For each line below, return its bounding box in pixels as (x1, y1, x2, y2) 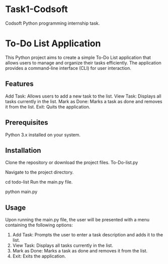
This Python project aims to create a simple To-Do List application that (5, 54, 151, 60)
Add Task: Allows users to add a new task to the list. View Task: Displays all (5, 93, 162, 99)
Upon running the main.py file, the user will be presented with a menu (5, 217, 150, 223)
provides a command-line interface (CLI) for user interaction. (5, 65, 132, 71)
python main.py (5, 189, 38, 195)
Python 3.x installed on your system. (5, 132, 81, 138)
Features (5, 79, 34, 89)
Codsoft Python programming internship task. (5, 20, 100, 26)
